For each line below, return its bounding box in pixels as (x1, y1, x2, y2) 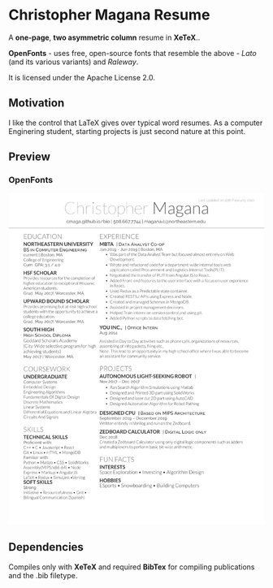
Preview (8, 150, 51, 164)
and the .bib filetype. (8, 570, 78, 580)
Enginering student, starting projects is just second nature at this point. (8, 126, 246, 136)
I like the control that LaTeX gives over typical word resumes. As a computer (8, 118, 263, 128)
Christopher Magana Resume (8, 6, 210, 24)
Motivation (8, 96, 65, 110)
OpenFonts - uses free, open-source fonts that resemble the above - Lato (8, 48, 258, 58)
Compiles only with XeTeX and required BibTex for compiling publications (8, 562, 255, 572)
